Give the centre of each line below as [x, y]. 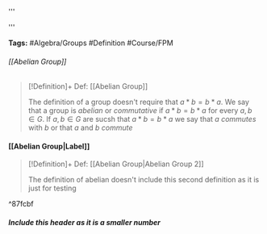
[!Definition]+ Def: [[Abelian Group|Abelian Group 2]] [116, 164]
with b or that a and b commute [80, 127]
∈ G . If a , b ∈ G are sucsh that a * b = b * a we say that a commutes [142, 119]
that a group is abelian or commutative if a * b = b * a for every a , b [140, 111]
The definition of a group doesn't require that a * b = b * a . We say [139, 102]
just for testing [52, 188]
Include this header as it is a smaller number [85, 222]
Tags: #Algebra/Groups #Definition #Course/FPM [91, 43]
